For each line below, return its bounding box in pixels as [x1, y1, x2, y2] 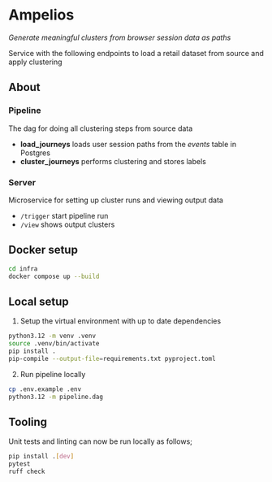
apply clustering [8, 57, 63, 67]
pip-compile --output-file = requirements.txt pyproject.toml [8, 354, 217, 363]
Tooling [8, 415, 47, 428]
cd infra [8, 264, 38, 273]
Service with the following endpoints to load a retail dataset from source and [8, 48, 264, 58]
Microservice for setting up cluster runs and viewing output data [8, 195, 223, 205]
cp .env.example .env [8, 384, 82, 393]
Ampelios [8, 6, 75, 24]
